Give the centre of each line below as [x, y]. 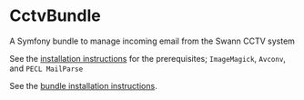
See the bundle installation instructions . [83, 85]
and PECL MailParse [46, 68]
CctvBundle [56, 16]
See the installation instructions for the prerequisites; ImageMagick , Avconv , [148, 58]
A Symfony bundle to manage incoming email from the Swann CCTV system [152, 41]
